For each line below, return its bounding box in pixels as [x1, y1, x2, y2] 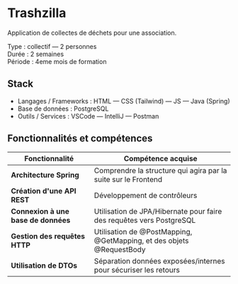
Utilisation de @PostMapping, [93, 226, 193, 236]
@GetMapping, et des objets [93, 236, 189, 246]
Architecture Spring [11, 170, 79, 180]
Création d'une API [11, 186, 76, 196]
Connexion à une [11, 206, 69, 216]
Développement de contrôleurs [93, 190, 198, 200]
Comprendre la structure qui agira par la [93, 165, 227, 175]
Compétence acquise [123, 153, 198, 163]
